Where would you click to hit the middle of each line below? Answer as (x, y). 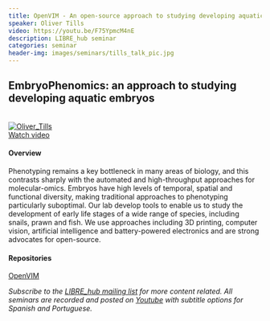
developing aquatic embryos (82, 99)
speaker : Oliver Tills (46, 23)
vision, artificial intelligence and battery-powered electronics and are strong (134, 231)
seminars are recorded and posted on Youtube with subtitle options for (126, 300)
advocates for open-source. (55, 240)
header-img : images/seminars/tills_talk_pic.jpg (91, 53)
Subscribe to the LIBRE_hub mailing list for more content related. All (121, 291)
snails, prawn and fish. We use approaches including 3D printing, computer (133, 223)
